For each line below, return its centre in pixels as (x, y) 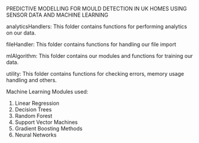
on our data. (21, 33)
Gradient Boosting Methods (49, 128)
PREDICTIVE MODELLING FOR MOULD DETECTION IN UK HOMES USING (97, 9)
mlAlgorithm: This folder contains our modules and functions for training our (99, 56)
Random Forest (33, 116)
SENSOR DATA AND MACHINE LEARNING (57, 15)
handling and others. (32, 80)
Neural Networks (35, 135)
